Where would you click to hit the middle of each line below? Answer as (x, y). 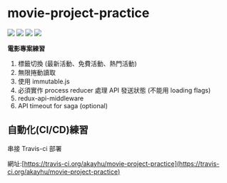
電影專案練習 (26, 48)
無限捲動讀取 (36, 72)
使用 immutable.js (44, 81)
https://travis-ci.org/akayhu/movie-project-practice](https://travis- (122, 163)
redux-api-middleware (51, 98)
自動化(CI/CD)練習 (48, 130)
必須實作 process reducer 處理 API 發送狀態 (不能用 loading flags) (114, 90)
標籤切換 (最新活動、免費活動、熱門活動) (77, 63)
